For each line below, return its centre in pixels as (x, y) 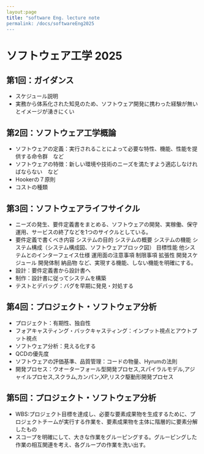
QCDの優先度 (32, 353)
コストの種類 (31, 187)
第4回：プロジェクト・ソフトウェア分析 (82, 307)
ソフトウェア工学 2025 (64, 56)
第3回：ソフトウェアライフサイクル (73, 209)
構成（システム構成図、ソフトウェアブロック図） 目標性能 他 (108, 247)
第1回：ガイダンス (40, 80)
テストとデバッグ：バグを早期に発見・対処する (74, 286)
